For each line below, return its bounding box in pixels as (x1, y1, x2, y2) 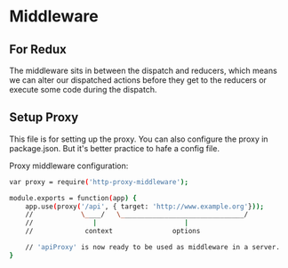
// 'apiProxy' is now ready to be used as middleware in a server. (25, 243, 280, 252)
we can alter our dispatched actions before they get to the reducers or (9, 75, 267, 85)
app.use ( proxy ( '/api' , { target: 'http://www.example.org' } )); (25, 202, 265, 211)
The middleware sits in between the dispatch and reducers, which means (9, 65, 277, 76)
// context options (25, 227, 201, 236)
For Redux (9, 42, 67, 57)
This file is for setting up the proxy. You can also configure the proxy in (9, 134, 268, 144)
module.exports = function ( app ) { (9, 193, 138, 202)
